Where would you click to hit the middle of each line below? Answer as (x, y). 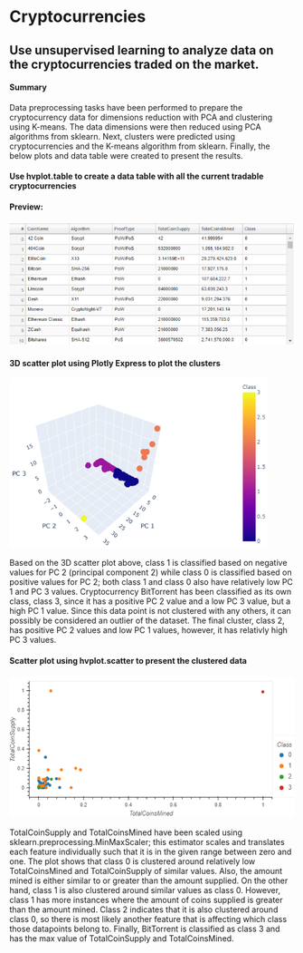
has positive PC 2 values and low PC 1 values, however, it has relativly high (148, 630)
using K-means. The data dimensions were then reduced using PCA (135, 126)
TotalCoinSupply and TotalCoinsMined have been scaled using (126, 832)
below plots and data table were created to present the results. (126, 155)
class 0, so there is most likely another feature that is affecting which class (148, 919)
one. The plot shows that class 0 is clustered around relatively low (133, 861)
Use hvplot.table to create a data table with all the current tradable (137, 176)
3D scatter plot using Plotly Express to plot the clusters (115, 363)
